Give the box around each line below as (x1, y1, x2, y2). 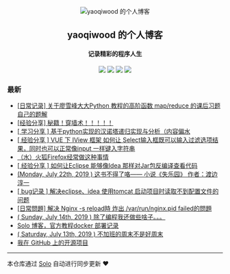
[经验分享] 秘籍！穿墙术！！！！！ (16, 119, 114, 127)
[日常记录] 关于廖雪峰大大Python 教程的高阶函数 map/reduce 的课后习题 (16, 101, 221, 110)
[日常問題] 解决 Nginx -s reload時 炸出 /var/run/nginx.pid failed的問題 (16, 204, 212, 212)
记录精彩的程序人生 (88, 49, 142, 58)
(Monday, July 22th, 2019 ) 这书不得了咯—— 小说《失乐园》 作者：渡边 (16, 170, 218, 178)
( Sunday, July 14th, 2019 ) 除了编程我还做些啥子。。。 (16, 212, 166, 221)
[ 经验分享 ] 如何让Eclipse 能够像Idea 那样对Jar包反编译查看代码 (16, 161, 198, 169)
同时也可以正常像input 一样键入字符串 (29, 144, 136, 152)
